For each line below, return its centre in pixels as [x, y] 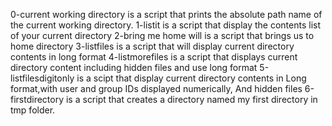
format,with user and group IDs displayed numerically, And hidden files [156, 88]
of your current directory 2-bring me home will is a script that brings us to [162, 35]
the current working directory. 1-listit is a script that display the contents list [166, 25]
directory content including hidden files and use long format [134, 67]
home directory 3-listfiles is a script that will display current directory [152, 46]
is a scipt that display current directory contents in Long [191, 78]
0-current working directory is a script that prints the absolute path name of [166, 14]
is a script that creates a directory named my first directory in [191, 99]
